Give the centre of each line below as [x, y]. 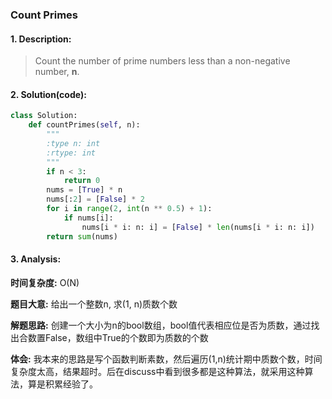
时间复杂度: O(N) [45, 282]
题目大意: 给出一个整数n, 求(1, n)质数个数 [94, 304]
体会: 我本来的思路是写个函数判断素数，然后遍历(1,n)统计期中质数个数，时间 [166, 359]
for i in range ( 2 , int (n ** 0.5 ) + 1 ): [129, 209]
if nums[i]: [88, 218]
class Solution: [44, 116]
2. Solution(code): [48, 94]
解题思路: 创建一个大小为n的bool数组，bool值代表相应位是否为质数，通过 [161, 325]
